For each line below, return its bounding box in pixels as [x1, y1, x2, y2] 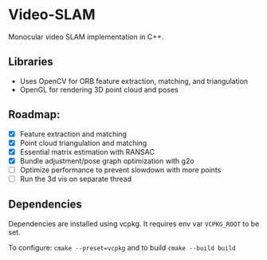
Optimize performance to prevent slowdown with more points [19, 165, 222, 175]
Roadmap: [8, 108, 61, 121]
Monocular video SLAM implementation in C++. [8, 32, 164, 41]
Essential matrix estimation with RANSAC [19, 147, 155, 156]
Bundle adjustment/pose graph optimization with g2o [19, 156, 194, 165]
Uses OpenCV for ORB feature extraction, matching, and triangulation [19, 76, 249, 85]
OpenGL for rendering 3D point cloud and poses [19, 85, 179, 94]
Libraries [8, 55, 53, 69]
